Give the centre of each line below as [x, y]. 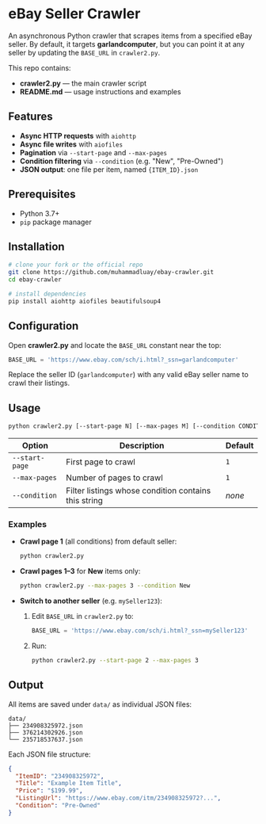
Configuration [44, 326]
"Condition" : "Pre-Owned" [58, 806]
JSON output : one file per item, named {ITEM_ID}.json [109, 169]
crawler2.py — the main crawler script [83, 83]
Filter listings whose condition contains [139, 490]
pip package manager [56, 222]
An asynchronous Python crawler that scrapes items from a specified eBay [130, 36]
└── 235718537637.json [46, 739]
